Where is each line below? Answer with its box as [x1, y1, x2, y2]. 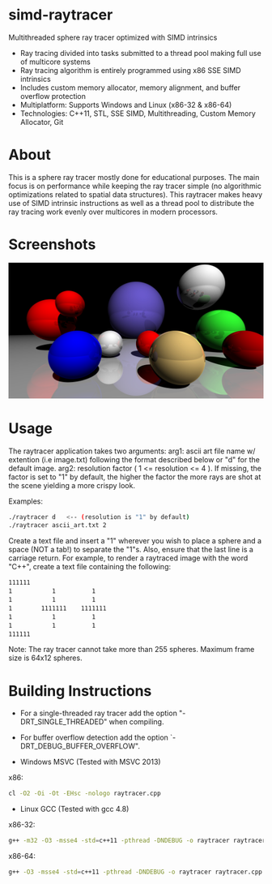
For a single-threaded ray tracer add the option [19, 708, 178, 719]
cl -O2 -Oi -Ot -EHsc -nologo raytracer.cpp [8, 789, 161, 798]
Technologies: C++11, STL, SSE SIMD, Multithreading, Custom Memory [19, 108, 257, 118]
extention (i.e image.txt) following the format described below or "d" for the [8, 454, 261, 464]
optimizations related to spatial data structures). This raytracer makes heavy [8, 189, 263, 200]
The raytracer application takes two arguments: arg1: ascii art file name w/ [8, 446, 256, 456]
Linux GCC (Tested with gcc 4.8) [19, 805, 130, 814]
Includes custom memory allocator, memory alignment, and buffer [19, 83, 241, 92]
